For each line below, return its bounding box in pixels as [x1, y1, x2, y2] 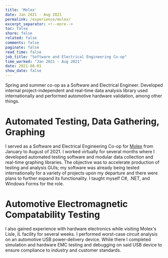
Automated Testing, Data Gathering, [5, 116, 159, 127]
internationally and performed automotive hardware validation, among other [5, 93, 162, 99]
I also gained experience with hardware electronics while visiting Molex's [5, 225, 157, 232]
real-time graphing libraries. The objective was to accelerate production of [5, 159, 160, 165]
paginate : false [5, 45, 39, 50]
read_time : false [5, 49, 42, 54]
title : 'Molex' [5, 7, 37, 13]
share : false [5, 31, 33, 36]
